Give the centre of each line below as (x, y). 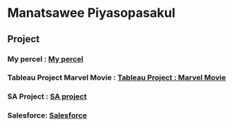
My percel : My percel (45, 59)
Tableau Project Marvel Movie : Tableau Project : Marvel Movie (116, 77)
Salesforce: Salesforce (47, 115)
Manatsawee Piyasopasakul (91, 13)
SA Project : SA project (47, 96)
